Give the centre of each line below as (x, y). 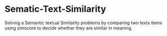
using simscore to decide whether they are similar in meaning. (69, 28)
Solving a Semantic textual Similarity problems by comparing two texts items (83, 23)
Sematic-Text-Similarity (55, 9)
